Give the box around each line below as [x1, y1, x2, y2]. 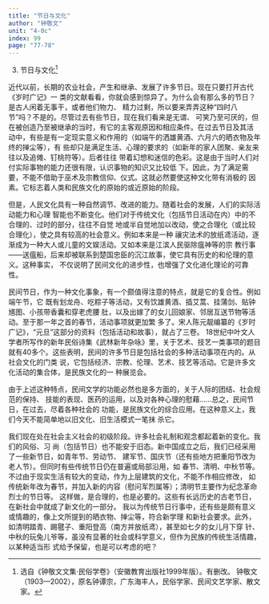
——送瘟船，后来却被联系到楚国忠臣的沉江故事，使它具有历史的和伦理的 [8, 250, 247, 259]
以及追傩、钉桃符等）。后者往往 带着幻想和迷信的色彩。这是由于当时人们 [14, 152, 252, 161]
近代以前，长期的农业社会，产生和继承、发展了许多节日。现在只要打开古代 [8, 82, 254, 92]
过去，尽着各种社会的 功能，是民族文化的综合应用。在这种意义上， [29, 404, 249, 414]
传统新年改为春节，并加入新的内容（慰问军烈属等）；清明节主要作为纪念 [8, 481, 243, 491]
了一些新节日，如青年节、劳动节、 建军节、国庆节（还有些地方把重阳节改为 [8, 451, 256, 461]
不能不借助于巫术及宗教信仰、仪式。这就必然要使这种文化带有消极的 [22, 172, 247, 182]
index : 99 [8, 34, 42, 43]
